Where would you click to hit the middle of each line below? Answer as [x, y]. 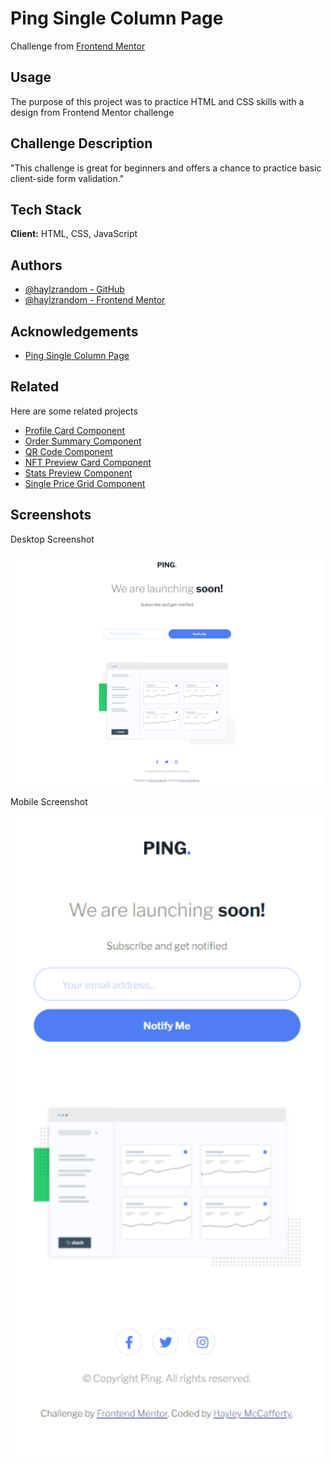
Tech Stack [46, 209]
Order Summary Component [83, 441]
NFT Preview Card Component [88, 462]
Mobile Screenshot [49, 802]
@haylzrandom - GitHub [74, 289]
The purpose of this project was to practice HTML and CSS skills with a [157, 101]
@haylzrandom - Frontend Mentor [95, 300]
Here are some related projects [74, 411]
